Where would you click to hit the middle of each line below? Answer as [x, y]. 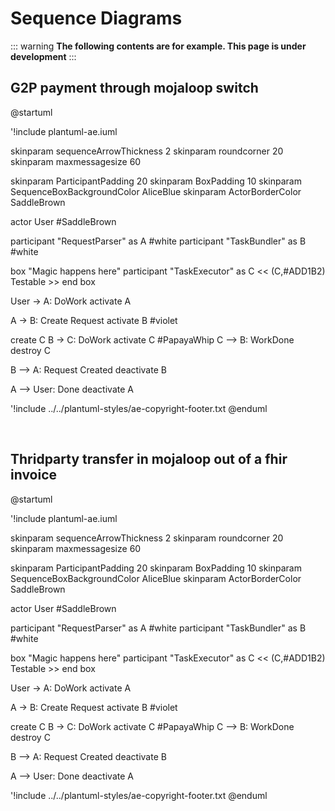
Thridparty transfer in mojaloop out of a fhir [149, 459]
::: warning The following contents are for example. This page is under [158, 46]
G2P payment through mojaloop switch [134, 88]
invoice [34, 475]
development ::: [43, 56]
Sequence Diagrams [96, 18]
